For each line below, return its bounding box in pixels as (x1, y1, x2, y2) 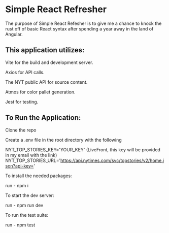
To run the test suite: (5, 212, 49, 218)
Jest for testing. (5, 98, 39, 105)
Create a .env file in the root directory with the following (5, 137, 122, 143)
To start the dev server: (5, 192, 54, 198)
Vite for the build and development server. (5, 59, 93, 65)
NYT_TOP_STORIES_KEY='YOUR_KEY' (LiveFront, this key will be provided (5, 146, 161, 153)
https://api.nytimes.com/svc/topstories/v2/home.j (60, 157, 164, 163)
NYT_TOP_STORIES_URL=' (5, 157, 61, 163)
